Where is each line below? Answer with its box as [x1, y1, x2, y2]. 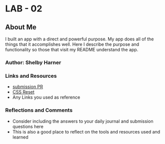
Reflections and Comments [5, 107, 73, 114]
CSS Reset [12, 89, 35, 95]
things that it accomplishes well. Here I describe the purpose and [5, 41, 139, 47]
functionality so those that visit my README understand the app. [5, 47, 138, 52]
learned [12, 134, 28, 140]
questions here [12, 123, 43, 130]
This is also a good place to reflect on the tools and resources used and [12, 129, 160, 135]
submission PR [12, 84, 43, 90]
